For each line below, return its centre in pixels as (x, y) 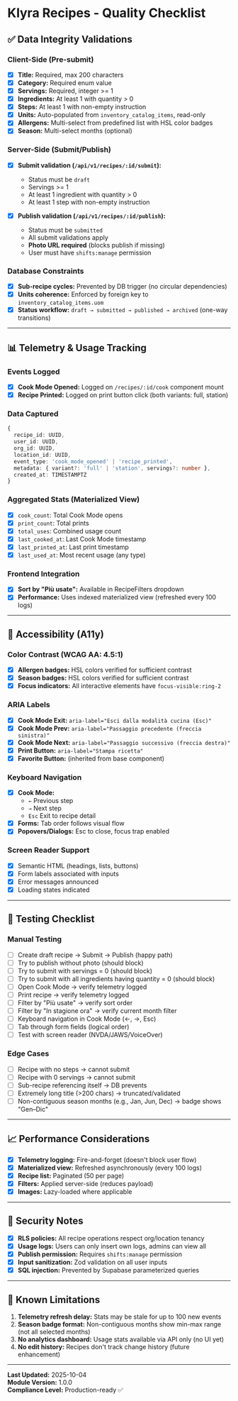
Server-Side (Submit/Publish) (59, 150)
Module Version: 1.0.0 (40, 1382)
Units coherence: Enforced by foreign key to (83, 294)
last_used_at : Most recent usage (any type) (82, 555)
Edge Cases (28, 1053)
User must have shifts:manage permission (90, 253)
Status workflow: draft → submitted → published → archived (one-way (123, 310)
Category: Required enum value (64, 82)
